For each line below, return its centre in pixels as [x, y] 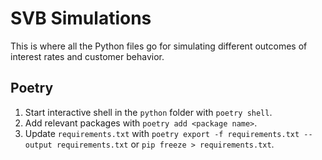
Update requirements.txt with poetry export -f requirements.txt [162, 133]
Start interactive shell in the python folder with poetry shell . [148, 112]
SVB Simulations [81, 18]
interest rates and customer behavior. [87, 56]
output [38, 145]
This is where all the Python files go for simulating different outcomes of [159, 46]
